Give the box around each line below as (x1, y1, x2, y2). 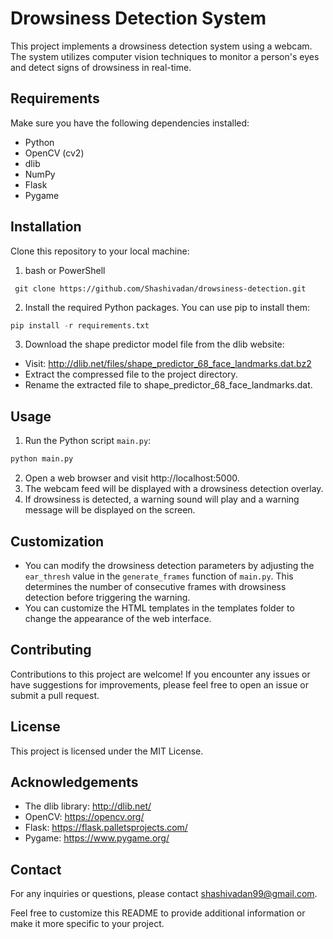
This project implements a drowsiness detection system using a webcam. (10, 40, 313, 52)
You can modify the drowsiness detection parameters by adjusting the (24, 559, 315, 571)
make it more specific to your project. (10, 918, 165, 930)
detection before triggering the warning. (24, 591, 191, 603)
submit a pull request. (10, 689, 100, 701)
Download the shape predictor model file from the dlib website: (24, 338, 285, 351)
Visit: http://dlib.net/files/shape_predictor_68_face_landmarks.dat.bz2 (24, 358, 312, 370)
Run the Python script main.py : (24, 435, 152, 447)
